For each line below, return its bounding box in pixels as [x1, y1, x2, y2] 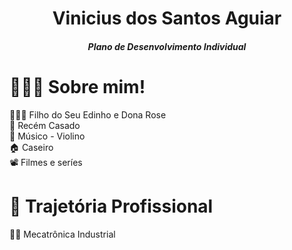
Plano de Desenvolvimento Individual [87, 40, 247, 52]
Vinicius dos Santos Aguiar [52, 7, 282, 30]
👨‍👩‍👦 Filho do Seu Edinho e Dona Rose [9, 108, 167, 121]
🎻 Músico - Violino [9, 130, 86, 142]
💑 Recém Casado [9, 119, 81, 131]
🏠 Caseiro [9, 141, 54, 153]
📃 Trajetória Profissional [9, 195, 214, 217]
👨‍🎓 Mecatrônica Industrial [9, 228, 116, 240]
